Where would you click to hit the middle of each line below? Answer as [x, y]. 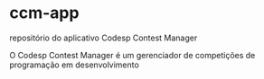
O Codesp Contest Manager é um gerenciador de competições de [132, 55]
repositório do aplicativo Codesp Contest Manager [104, 38]
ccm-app [44, 13]
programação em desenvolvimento [75, 65]
